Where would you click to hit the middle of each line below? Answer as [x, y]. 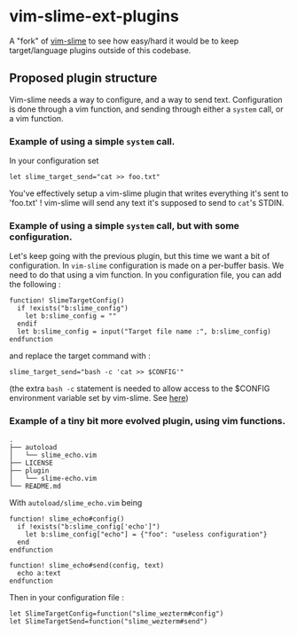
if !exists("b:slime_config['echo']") [89, 526]
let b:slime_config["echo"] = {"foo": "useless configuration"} [146, 534]
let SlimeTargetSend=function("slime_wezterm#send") [109, 621]
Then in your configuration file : [66, 597]
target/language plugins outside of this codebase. [100, 50]
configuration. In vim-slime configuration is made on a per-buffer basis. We [147, 266]
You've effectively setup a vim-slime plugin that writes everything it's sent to [149, 193]
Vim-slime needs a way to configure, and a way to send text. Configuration [146, 99]
